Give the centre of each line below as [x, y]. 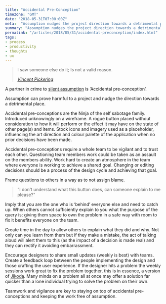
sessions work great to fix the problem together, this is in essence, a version [83, 271]
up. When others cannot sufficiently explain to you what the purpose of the [82, 210]
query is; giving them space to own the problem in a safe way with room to [81, 215]
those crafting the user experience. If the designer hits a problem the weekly [83, 266]
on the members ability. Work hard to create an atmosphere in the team [78, 160]
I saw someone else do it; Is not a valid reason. [65, 70]
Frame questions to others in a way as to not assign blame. [65, 180]
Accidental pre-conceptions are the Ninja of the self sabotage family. [75, 113]
